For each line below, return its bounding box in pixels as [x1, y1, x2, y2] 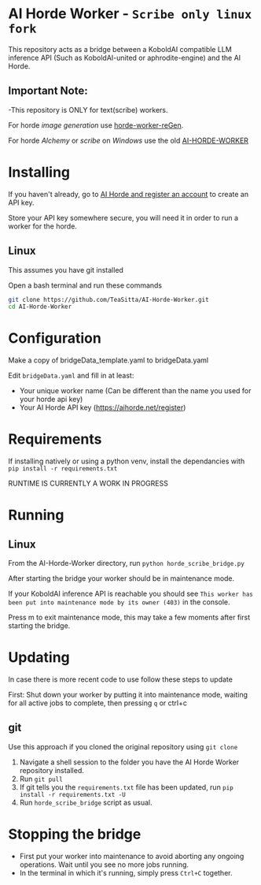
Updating [8, 649, 71, 667]
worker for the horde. [8, 221, 77, 231]
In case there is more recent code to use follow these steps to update [8, 675, 233, 684]
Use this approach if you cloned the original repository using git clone [8, 742, 238, 751]
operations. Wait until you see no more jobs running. [19, 860, 189, 869]
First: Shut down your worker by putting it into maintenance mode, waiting [8, 690, 248, 700]
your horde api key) [19, 395, 83, 404]
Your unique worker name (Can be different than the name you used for [19, 386, 252, 396]
